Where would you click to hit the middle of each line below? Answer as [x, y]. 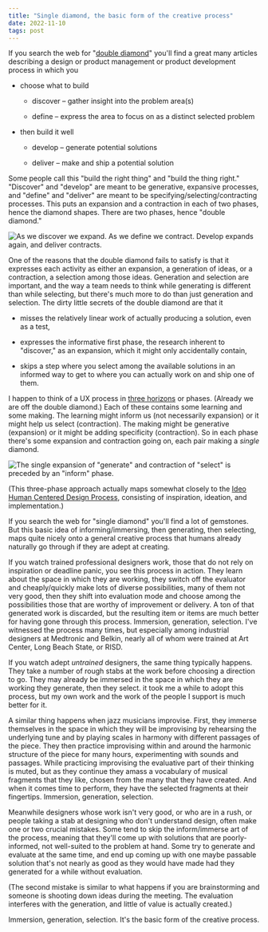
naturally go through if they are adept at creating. [89, 547]
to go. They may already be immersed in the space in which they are [121, 680]
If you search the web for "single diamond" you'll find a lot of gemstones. [128, 522]
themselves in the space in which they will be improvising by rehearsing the [132, 729]
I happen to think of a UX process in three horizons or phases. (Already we [131, 399]
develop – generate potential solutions [95, 148]
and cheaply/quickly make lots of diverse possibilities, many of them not [127, 588]
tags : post [26, 30]
